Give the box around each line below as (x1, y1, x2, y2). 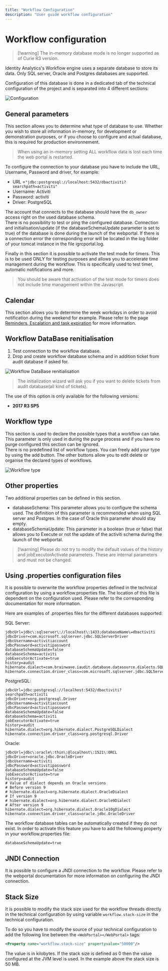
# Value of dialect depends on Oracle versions (5, 781, 106, 786)
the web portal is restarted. (17, 154, 73, 160)
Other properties (5, 482, 58, 490)
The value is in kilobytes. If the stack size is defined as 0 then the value (5, 950, 152, 956)
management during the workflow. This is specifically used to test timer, (5, 261, 153, 267)
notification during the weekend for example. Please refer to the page (5, 315, 148, 321)
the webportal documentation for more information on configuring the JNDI (5, 873, 160, 879)
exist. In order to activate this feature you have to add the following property (5, 826, 162, 832)
